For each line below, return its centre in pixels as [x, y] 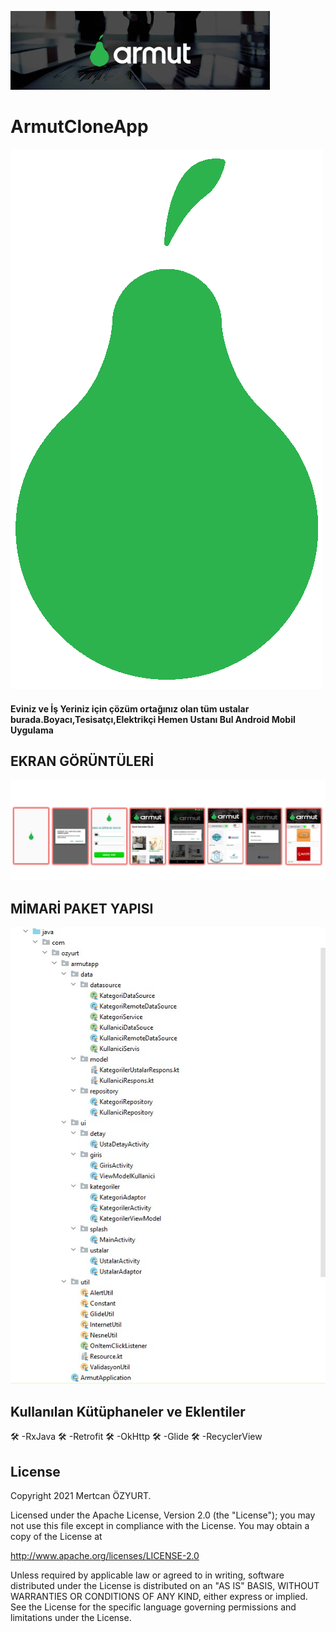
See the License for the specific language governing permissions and [153, 1607]
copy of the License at [56, 1537]
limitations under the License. [71, 1618]
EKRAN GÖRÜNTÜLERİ [82, 761]
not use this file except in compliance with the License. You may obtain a [160, 1526]
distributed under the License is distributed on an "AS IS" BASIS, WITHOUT [165, 1586]
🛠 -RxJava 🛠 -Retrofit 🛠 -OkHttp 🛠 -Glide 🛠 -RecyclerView [136, 1437]
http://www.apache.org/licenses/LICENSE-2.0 [105, 1556]
